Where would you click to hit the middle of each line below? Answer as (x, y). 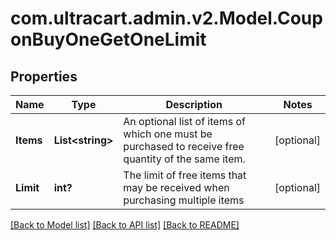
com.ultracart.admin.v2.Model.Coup (166, 18)
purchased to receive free (184, 146)
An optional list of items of (184, 121)
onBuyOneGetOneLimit (108, 39)
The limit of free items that (185, 175)
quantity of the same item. (184, 159)
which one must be (168, 134)
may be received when (176, 187)
